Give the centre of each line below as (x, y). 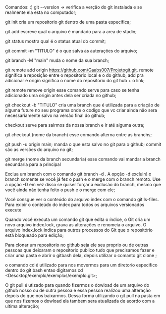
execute (13, 210)
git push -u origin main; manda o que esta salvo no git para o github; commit (83, 144)
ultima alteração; (22, 306)
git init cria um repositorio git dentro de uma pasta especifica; (68, 22)
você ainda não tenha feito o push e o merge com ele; (60, 190)
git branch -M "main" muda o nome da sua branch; (57, 60)
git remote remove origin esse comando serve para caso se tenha (72, 90)
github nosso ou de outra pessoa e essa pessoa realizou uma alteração (78, 290)
